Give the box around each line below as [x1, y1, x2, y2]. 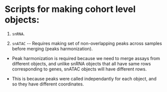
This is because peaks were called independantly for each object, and [11, 75, 157, 81]
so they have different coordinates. [11, 81, 84, 87]
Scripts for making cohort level [4, 3, 136, 15]
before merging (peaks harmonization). [11, 45, 93, 51]
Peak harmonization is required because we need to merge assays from [11, 55, 160, 61]
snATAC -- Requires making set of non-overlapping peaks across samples [11, 40, 162, 46]
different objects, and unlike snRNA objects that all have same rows [11, 60, 151, 66]
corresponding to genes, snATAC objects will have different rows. [11, 66, 147, 72]
